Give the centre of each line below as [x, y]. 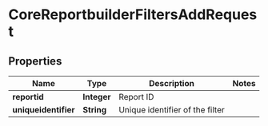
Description [172, 83]
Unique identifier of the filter [172, 110]
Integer [97, 97]
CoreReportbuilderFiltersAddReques [133, 15]
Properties [35, 61]
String [95, 110]
